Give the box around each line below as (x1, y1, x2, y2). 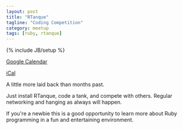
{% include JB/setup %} (6, 47, 65, 54)
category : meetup (6, 25, 49, 31)
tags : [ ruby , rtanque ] (6, 31, 62, 37)
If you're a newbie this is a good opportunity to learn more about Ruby (6, 110, 178, 117)
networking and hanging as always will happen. (6, 98, 123, 106)
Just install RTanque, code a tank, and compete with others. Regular (6, 92, 173, 100)
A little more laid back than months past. (6, 81, 105, 88)
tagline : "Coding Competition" (6, 19, 84, 25)
